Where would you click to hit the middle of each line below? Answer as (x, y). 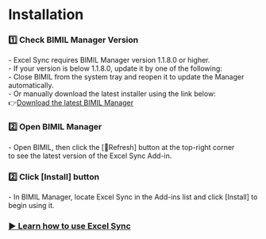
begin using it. (31, 206)
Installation (46, 15)
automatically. (31, 86)
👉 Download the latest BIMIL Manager (71, 103)
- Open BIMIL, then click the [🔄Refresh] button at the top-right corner (121, 147)
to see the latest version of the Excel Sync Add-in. (90, 156)
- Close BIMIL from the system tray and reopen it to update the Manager (126, 77)
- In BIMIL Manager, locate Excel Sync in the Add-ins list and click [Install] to (133, 197)
